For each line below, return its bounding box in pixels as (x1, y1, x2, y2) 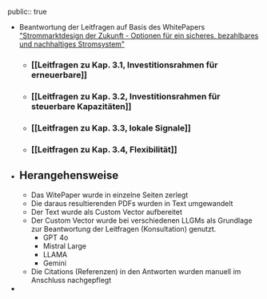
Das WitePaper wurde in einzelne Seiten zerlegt (30, 190, 189, 200)
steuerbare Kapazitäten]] (30, 100, 132, 111)
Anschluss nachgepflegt (30, 275, 112, 285)
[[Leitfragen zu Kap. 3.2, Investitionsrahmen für (30, 91, 221, 102)
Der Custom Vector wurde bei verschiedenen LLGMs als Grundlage (30, 216, 253, 225)
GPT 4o (42, 232, 69, 242)
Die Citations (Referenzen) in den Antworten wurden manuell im (30, 266, 241, 276)
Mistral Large (42, 240, 87, 251)
